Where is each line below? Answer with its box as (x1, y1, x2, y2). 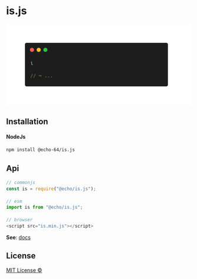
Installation (6, 117, 48, 127)
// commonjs (6, 179, 35, 185)
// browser (6, 217, 33, 223)
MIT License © (6, 267, 42, 274)
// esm (6, 198, 22, 204)
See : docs (6, 234, 31, 241)
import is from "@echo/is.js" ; (6, 205, 83, 211)
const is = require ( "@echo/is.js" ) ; (6, 186, 96, 192)
